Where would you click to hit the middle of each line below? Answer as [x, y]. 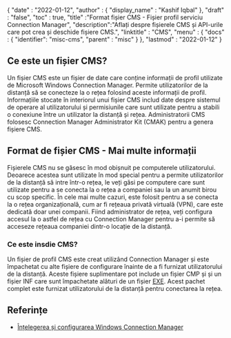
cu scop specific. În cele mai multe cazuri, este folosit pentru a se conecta [113, 197]
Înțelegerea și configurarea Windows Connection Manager [100, 327]
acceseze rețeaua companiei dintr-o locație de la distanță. [90, 226]
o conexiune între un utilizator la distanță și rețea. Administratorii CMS [106, 114]
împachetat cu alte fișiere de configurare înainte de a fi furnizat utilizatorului [115, 266]
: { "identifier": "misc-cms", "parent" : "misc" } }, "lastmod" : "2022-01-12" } [114, 39]
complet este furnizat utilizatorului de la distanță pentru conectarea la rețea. [115, 288]
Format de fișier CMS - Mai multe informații [102, 151]
